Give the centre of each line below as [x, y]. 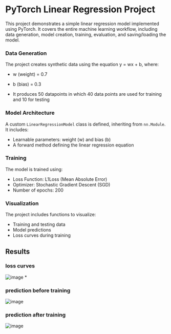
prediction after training [36, 315]
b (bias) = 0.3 [27, 84]
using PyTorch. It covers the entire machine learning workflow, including [81, 29]
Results [18, 251]
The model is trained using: [34, 169]
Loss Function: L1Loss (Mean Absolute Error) [60, 179]
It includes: [17, 130]
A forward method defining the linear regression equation [73, 145]
